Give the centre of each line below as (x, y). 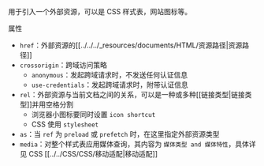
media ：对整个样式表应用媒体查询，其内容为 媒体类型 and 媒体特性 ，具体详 (138, 144)
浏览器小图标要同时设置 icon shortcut (93, 114)
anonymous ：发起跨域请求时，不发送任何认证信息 (110, 75)
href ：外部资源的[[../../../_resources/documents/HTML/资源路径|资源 (131, 45)
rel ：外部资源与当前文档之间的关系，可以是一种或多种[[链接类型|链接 (132, 94)
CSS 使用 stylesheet (65, 124)
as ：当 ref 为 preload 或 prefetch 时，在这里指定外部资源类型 (119, 134)
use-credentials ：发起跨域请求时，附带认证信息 (110, 85)
